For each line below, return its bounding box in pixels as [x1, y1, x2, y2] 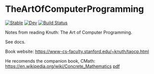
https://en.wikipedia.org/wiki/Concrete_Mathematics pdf [5, 63, 120, 69]
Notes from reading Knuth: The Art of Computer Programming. [5, 29, 132, 35]
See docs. [5, 38, 26, 45]
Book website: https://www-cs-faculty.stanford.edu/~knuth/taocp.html [5, 48, 149, 54]
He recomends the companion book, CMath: [5, 58, 95, 64]
